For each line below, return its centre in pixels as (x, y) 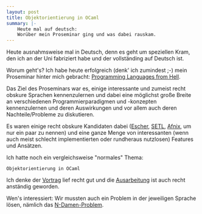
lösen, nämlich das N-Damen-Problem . (55, 205)
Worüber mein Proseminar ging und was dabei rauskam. (87, 35)
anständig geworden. (33, 187)
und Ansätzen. (24, 146)
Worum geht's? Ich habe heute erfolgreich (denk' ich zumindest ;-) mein (97, 70)
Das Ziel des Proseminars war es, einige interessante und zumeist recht (96, 88)
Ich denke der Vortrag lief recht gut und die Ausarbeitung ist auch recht (96, 180)
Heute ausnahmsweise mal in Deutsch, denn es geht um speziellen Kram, (98, 52)
